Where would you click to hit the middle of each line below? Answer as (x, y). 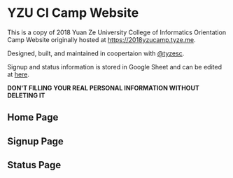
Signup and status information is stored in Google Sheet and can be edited (115, 67)
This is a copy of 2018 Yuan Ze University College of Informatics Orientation (116, 32)
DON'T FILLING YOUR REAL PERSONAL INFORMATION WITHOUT (103, 88)
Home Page (33, 117)
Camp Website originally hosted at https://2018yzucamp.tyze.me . (101, 39)
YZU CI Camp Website (73, 13)
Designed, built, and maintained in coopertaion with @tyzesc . (96, 53)
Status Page (34, 165)
